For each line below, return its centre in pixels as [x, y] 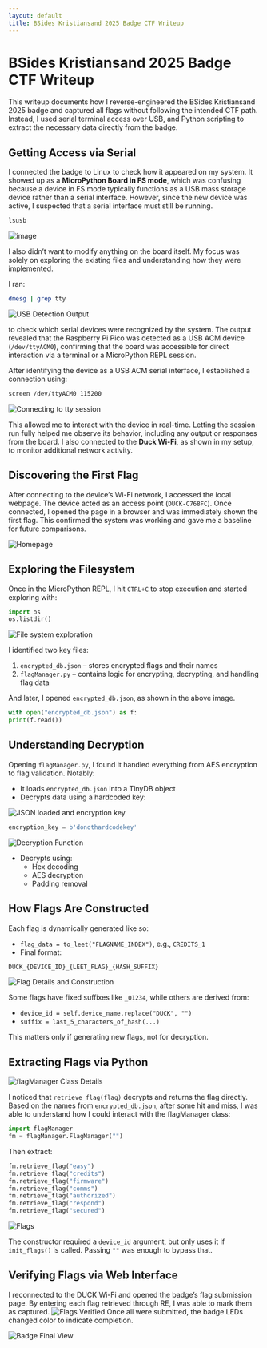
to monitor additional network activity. [71, 450]
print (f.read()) [35, 720]
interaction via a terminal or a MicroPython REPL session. [103, 355]
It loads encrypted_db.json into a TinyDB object [98, 788]
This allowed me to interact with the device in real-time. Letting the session [132, 425]
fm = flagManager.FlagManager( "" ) [66, 1137]
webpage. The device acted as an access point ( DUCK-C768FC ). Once [120, 503]
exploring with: [33, 597]
